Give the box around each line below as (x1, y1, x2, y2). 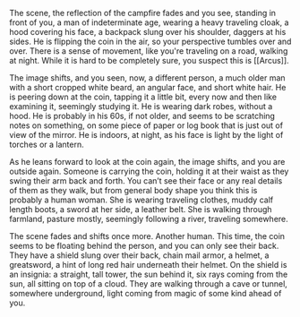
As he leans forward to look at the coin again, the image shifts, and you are (9, 157, 286, 167)
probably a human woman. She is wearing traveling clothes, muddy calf (9, 194, 274, 205)
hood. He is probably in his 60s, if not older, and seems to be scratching (9, 111, 276, 121)
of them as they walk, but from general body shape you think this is (9, 185, 258, 195)
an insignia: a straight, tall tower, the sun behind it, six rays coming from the (9, 269, 288, 279)
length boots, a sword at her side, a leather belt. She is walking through (9, 204, 272, 214)
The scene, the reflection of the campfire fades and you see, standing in (9, 8, 276, 18)
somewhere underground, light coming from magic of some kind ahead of (9, 288, 282, 298)
